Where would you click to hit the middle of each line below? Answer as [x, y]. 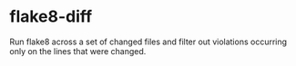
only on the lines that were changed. [78, 51]
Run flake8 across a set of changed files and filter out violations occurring [148, 42]
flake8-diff [51, 17]
